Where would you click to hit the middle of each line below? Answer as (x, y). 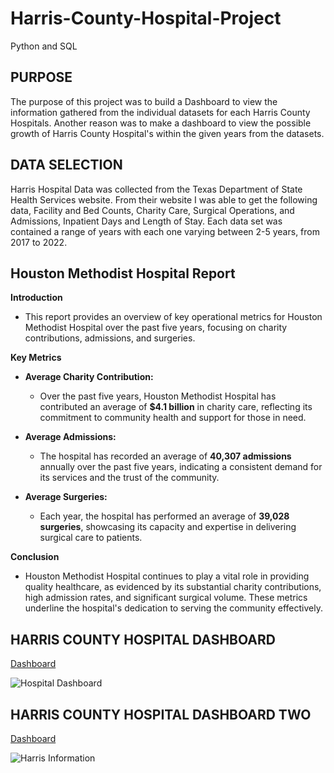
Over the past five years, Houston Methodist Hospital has (158, 396)
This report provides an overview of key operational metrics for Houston (173, 317)
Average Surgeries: (66, 497)
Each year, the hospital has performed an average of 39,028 (164, 516)
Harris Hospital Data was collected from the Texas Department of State (156, 189)
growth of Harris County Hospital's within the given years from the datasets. (167, 133)
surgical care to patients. (91, 538)
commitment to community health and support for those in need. (173, 418)
